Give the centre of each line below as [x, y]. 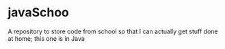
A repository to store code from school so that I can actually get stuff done [113, 31]
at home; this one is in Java [46, 38]
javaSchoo [38, 13]
